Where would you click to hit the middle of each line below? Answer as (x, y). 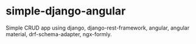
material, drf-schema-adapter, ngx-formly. (59, 34)
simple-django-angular (66, 11)
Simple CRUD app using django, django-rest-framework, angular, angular (98, 28)
